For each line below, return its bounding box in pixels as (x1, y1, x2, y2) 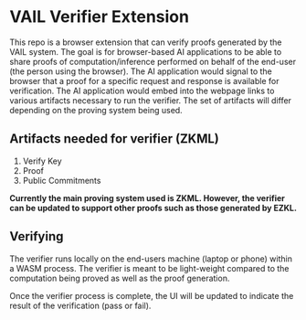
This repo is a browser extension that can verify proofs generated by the (9, 37, 282, 48)
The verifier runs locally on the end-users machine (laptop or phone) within (9, 253, 292, 264)
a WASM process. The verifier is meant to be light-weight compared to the (9, 262, 290, 273)
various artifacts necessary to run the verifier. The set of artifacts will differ (9, 94, 292, 106)
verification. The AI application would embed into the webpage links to (9, 85, 275, 96)
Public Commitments (22, 175, 101, 186)
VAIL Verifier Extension (9, 6, 190, 27)
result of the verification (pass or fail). (9, 300, 152, 311)
